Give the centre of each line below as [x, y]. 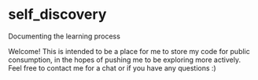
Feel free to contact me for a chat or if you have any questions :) [112, 67]
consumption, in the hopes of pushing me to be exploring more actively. [125, 60]
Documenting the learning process [64, 36]
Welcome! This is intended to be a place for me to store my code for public [129, 51]
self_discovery [57, 15]
